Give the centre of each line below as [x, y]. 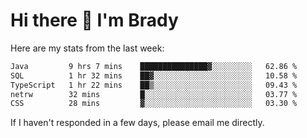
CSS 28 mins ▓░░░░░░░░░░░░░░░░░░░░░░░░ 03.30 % [154, 104]
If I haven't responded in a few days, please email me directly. [137, 123]
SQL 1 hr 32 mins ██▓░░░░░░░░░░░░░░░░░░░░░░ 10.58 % [154, 75]
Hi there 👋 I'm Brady [94, 20]
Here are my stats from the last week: [87, 48]
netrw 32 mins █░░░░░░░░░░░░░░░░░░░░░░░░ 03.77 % [154, 94]
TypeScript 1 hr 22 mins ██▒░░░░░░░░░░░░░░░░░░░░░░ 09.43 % [154, 85]
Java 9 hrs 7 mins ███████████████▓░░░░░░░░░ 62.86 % [154, 66]
